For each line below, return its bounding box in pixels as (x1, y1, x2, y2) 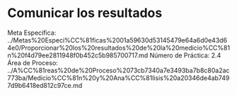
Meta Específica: (7, 28, 57, 37)
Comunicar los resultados (7, 5, 163, 21)
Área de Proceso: (7, 58, 58, 67)
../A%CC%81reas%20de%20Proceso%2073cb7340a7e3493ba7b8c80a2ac (7, 66, 230, 74)
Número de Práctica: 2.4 (149, 51, 221, 60)
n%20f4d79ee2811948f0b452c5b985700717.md (7, 51, 149, 60)
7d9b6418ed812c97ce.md (7, 81, 83, 89)
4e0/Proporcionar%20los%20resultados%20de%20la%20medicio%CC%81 (7, 43, 231, 52)
